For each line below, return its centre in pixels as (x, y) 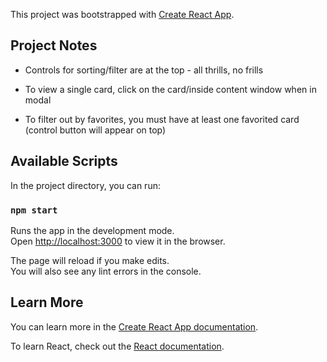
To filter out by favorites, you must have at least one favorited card (162, 119)
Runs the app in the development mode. (92, 230)
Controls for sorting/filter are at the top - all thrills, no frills (144, 70)
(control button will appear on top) (95, 130)
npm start (34, 210)
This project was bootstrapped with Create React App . (122, 14)
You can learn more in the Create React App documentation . (134, 326)
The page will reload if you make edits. (90, 260)
